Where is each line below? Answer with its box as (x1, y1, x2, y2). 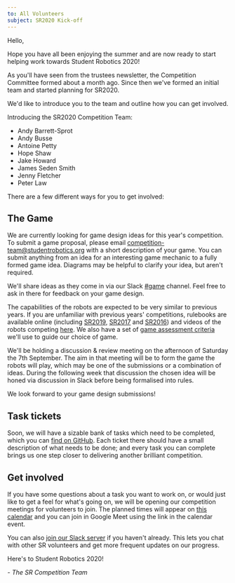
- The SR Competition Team (7, 568, 88, 576)
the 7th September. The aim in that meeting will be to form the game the (7, 354, 215, 362)
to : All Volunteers (7, 10, 65, 18)
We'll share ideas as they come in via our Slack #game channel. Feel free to (7, 282, 226, 290)
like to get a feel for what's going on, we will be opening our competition (7, 497, 216, 506)
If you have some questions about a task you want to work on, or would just (7, 490, 226, 498)
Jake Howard (17, 156, 56, 165)
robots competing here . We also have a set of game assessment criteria (7, 326, 215, 334)
